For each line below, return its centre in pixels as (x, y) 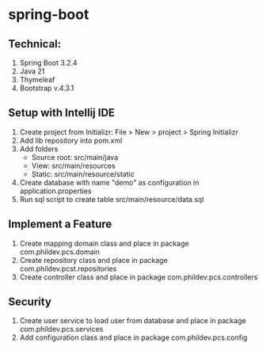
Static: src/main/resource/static (83, 174)
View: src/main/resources (74, 165)
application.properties (56, 191)
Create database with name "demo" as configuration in (109, 182)
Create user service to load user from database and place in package (133, 321)
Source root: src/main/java (75, 157)
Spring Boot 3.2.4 (48, 63)
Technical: (35, 44)
